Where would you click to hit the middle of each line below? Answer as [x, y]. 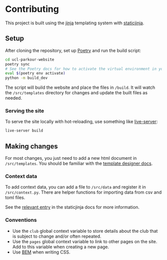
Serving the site [25, 111]
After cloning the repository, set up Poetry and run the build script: [73, 50]
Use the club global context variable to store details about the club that [85, 231]
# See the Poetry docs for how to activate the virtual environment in [81, 69]
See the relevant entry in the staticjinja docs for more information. [72, 207]
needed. [14, 98]
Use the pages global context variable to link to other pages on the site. [85, 241]
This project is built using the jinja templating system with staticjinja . [75, 23]
